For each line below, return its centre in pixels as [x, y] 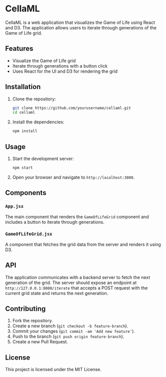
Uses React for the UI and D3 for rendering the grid [65, 71]
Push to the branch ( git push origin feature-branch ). [68, 337]
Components [26, 193]
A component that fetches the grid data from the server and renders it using [83, 244]
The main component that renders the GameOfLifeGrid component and [77, 216]
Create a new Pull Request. [40, 342]
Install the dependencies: [38, 122]
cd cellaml [24, 112]
